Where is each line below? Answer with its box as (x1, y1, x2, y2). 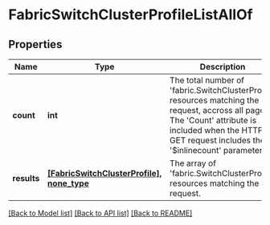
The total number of (170, 74, 245, 86)
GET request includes (170, 135, 252, 146)
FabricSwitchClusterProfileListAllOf (8, 6, 253, 24)
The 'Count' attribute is (170, 115, 257, 126)
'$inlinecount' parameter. (170, 145, 265, 155)
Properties (8, 38, 63, 51)
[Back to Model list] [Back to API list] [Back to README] (8, 208, 193, 218)
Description (199, 62, 246, 72)
